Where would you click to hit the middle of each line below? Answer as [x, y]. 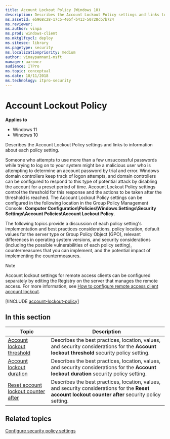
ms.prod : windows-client [31, 33]
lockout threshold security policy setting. [100, 352]
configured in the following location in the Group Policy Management [77, 203]
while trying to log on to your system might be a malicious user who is [78, 165]
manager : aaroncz [24, 62]
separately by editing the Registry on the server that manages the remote [81, 281]
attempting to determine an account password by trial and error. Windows [82, 171]
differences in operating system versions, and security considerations [78, 240]
